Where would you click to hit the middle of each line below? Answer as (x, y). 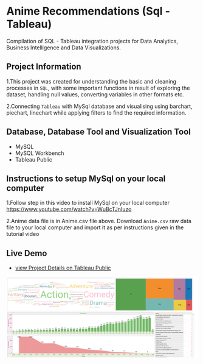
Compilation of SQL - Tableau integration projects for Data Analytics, (92, 41)
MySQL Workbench (40, 153)
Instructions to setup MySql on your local (86, 178)
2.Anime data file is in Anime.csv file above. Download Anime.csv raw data (99, 221)
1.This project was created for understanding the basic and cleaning (91, 81)
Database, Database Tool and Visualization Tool (99, 132)
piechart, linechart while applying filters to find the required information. (96, 112)
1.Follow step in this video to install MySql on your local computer (88, 203)
